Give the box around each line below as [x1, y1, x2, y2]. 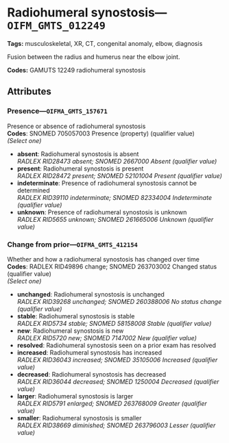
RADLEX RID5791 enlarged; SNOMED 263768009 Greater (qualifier [16, 399, 207, 407]
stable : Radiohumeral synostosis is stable [16, 312, 135, 320]
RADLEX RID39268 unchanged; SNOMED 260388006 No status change [16, 297, 222, 305]
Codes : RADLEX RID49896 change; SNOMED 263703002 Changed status [7, 262, 217, 270]
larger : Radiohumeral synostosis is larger [16, 392, 134, 400]
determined [16, 186, 50, 194]
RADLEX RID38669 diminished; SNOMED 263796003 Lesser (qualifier [16, 421, 216, 429]
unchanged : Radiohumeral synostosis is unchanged [16, 290, 165, 299]
